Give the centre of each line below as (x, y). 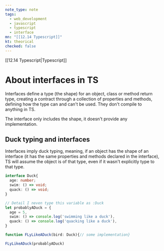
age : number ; (23, 181)
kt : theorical (20, 42)
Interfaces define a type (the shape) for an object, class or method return (79, 93)
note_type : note (22, 10)
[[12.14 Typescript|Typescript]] (36, 60)
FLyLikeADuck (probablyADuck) (35, 244)
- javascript (23, 23)
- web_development (28, 19)
